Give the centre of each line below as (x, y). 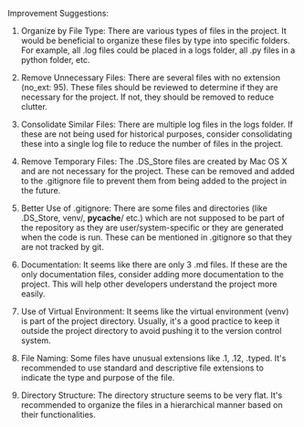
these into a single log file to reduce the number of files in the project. (152, 144)
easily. (33, 294)
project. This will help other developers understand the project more (149, 284)
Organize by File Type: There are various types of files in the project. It (154, 31)
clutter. (34, 107)
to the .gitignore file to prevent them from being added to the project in (154, 181)
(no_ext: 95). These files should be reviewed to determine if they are (149, 87)
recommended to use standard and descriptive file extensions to (142, 368)
